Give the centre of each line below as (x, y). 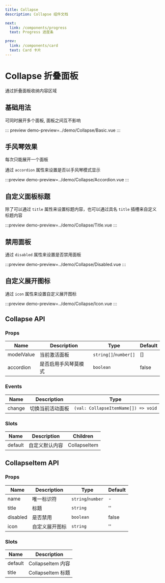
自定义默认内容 (46, 445)
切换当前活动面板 (50, 408)
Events (14, 387)
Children (83, 436)
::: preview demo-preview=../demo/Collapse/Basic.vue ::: (63, 130)
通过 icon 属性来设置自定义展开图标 (41, 294)
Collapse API (25, 319)
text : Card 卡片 (25, 50)
